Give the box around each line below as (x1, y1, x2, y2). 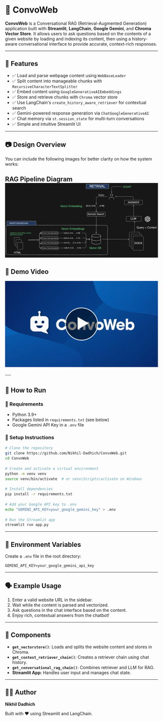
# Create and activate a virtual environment (5, 466, 98, 471)
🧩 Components (5, 631, 51, 639)
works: (5, 161, 19, 167)
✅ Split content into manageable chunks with (12, 78, 102, 84)
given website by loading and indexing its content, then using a (5, 36, 131, 42)
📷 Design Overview (5, 141, 66, 149)
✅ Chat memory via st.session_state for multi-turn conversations (12, 115, 145, 121)
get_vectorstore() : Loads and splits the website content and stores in (12, 644, 152, 650)
